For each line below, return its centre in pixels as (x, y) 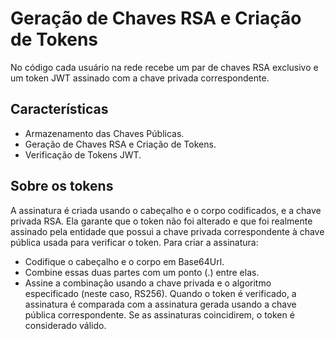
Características (59, 109)
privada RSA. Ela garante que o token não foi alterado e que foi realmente (161, 221)
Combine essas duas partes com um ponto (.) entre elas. (142, 272)
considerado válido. (65, 325)
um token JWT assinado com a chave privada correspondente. (140, 78)
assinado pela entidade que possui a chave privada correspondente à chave (167, 231)
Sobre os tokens (62, 186)
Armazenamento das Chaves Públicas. (104, 133)
